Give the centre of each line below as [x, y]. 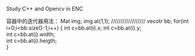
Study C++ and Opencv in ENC [45, 9]
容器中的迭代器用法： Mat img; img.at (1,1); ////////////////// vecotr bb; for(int [97, 21]
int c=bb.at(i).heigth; [32, 41]
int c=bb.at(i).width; [31, 34]
